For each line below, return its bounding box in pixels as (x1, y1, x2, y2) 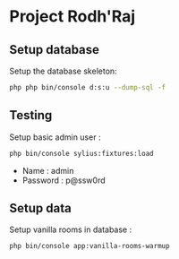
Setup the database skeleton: (9, 65, 118, 76)
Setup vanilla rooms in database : (9, 224, 132, 235)
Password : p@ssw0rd (21, 175, 106, 186)
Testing (9, 108, 53, 123)
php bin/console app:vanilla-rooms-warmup (9, 242, 170, 251)
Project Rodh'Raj (9, 6, 136, 27)
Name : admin (21, 165, 74, 176)
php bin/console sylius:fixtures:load (9, 149, 154, 158)
